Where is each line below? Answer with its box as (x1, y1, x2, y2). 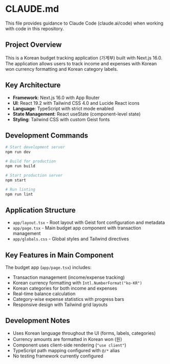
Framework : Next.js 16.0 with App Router (12, 94, 100, 101)
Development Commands (5, 131, 89, 140)
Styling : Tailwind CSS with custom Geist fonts (12, 116, 110, 122)
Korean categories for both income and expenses (12, 285, 117, 291)
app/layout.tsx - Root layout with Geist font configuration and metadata (12, 219, 165, 226)
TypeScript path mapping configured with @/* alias (12, 347, 120, 353)
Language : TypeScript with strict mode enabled (12, 105, 114, 111)
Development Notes (5, 316, 70, 325)
